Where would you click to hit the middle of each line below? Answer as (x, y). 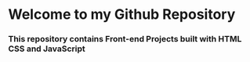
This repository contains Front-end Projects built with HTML (125, 39)
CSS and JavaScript (47, 49)
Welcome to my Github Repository (122, 15)
